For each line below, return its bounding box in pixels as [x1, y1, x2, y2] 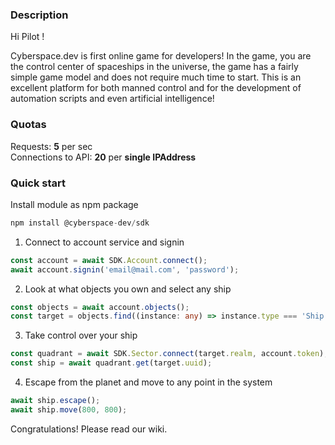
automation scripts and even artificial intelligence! [10, 93, 215, 105]
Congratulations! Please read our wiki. [10, 423, 168, 435]
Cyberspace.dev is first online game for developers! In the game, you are [10, 50, 312, 62]
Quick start [10, 176, 67, 190]
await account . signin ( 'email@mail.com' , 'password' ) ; [10, 264, 240, 275]
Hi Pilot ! [10, 31, 45, 43]
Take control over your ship [24, 329, 138, 342]
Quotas [10, 118, 47, 132]
